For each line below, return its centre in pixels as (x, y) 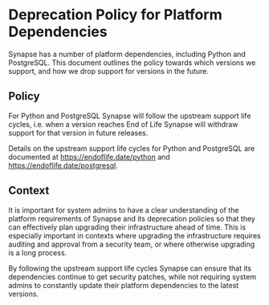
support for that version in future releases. (78, 132)
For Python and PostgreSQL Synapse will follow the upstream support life (130, 116)
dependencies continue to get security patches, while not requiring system (132, 277)
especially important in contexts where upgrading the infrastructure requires (134, 235)
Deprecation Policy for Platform (115, 15)
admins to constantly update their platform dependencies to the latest (124, 285)
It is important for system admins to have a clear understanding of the (124, 209)
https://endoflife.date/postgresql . (63, 165)
